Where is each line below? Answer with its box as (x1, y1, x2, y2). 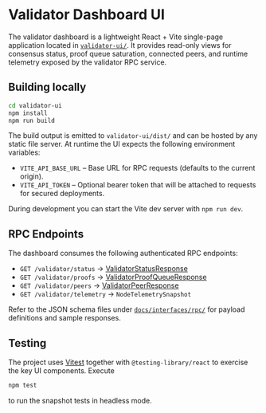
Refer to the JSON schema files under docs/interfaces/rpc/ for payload (8, 305, 245, 314)
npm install (8, 109, 48, 117)
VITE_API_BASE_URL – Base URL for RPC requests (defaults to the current (19, 163, 256, 173)
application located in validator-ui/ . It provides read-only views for (8, 40, 232, 49)
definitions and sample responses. (8, 313, 121, 323)
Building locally (8, 81, 87, 94)
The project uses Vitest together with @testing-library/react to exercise (8, 357, 248, 367)
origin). (19, 171, 44, 181)
